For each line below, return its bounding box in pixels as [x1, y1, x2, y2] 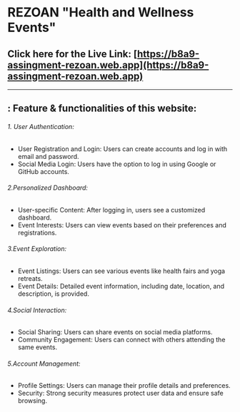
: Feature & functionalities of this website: [7, 103, 197, 115]
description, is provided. [17, 289, 89, 298]
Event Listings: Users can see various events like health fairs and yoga [17, 267, 226, 275]
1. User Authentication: [7, 122, 75, 130]
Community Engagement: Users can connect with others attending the [17, 336, 226, 344]
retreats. [17, 274, 43, 282]
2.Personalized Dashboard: [7, 183, 88, 192]
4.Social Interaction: [7, 306, 67, 314]
